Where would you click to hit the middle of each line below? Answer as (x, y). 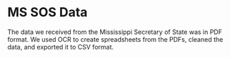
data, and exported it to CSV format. (61, 47)
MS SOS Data (47, 12)
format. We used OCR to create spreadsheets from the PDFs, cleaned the (115, 39)
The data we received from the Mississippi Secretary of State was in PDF (115, 32)
